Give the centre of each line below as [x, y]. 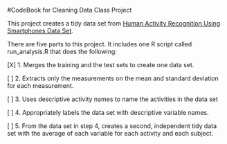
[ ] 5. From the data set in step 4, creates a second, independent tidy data [112, 126]
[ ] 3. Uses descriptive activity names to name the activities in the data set [112, 99]
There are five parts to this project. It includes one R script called [100, 44]
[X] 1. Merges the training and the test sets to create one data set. [101, 65]
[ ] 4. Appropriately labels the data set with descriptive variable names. [108, 112]
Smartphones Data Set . [40, 31]
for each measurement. [40, 85]
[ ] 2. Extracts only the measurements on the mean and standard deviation [113, 78]
